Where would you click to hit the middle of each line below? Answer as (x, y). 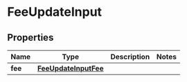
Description (130, 57)
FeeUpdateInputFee (70, 68)
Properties (30, 38)
